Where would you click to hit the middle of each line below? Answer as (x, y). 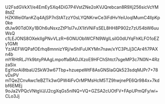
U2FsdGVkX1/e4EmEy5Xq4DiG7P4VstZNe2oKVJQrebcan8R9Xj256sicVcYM (82, 7)
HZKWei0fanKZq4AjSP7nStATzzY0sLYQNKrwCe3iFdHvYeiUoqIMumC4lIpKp (82, 17)
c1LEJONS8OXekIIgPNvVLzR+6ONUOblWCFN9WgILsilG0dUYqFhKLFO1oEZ (82, 38)
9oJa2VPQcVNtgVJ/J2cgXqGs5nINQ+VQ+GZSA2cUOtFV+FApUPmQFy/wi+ (82, 91)
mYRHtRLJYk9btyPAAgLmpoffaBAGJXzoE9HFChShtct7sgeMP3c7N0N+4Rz (82, 59)
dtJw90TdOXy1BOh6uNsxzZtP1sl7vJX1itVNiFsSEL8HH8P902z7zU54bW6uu (82, 28)
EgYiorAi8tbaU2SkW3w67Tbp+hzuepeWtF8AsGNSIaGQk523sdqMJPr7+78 (82, 70)
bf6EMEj (14, 86)
